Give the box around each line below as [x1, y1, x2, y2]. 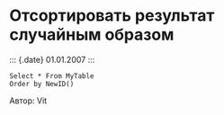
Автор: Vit [9, 95, 48, 106]
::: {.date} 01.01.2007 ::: [9, 54, 95, 65]
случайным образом [9, 24, 175, 45]
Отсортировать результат [9, 5, 215, 26]
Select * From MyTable [9, 71, 94, 81]
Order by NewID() [9, 79, 75, 88]
